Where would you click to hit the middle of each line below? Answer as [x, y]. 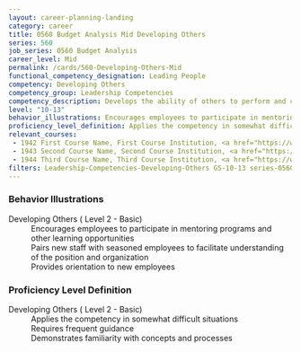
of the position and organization [90, 257]
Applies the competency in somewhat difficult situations [135, 319]
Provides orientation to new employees [103, 267]
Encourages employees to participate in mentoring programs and [151, 228]
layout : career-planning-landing [71, 18]
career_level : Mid [43, 59]
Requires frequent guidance [83, 328]
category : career [41, 26]
